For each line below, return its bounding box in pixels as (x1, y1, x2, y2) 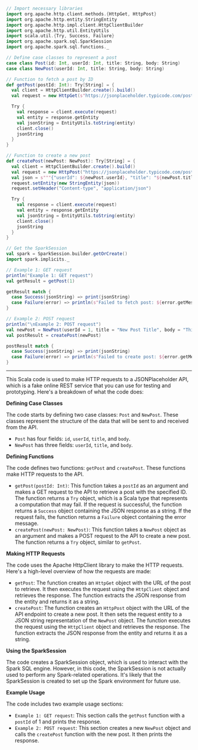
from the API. (6, 424, 38, 431)
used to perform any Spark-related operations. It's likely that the (6, 671, 162, 678)
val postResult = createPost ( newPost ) (6, 332, 101, 338)
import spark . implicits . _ (6, 257, 70, 262)
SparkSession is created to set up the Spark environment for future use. (6, 677, 181, 684)
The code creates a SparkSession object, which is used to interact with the (6, 659, 188, 665)
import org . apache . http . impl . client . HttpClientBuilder (6, 22, 144, 28)
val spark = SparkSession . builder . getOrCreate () (6, 251, 128, 257)
